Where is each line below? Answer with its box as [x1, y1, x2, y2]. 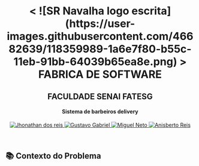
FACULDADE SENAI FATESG [47, 91, 153, 102]
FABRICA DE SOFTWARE [38, 67, 162, 81]
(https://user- [65, 17, 135, 30]
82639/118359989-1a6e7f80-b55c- [8, 42, 192, 56]
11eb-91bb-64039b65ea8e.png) [13, 55, 177, 69]
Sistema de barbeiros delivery [62, 108, 138, 115]
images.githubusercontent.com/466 [7, 30, 194, 43]
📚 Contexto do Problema [5, 151, 101, 161]
